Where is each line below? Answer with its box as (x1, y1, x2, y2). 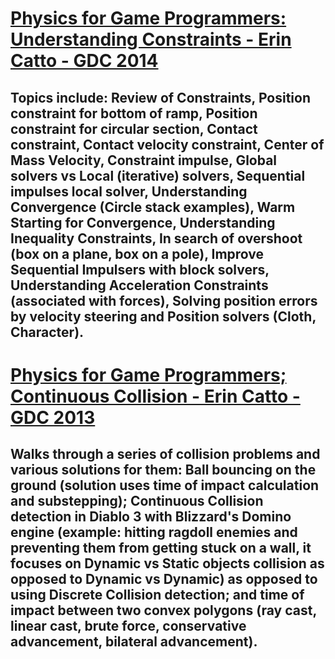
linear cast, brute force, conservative (10, 618, 247, 635)
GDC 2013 (10, 406, 96, 429)
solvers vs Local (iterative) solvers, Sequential (10, 167, 306, 184)
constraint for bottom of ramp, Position (10, 105, 258, 122)
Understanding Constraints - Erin (10, 28, 292, 51)
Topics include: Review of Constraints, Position (10, 89, 311, 106)
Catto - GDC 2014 (10, 50, 159, 72)
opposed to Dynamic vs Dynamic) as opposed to (10, 571, 318, 588)
